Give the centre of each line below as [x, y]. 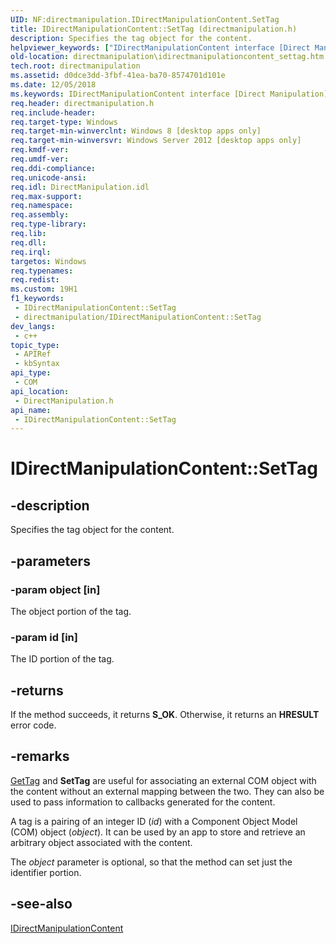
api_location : [40, 391]
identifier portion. [46, 872]
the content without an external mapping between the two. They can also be [167, 791]
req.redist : [35, 280]
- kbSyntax [37, 364]
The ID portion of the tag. [62, 659]
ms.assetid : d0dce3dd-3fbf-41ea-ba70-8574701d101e [118, 76]
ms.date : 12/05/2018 [53, 85]
